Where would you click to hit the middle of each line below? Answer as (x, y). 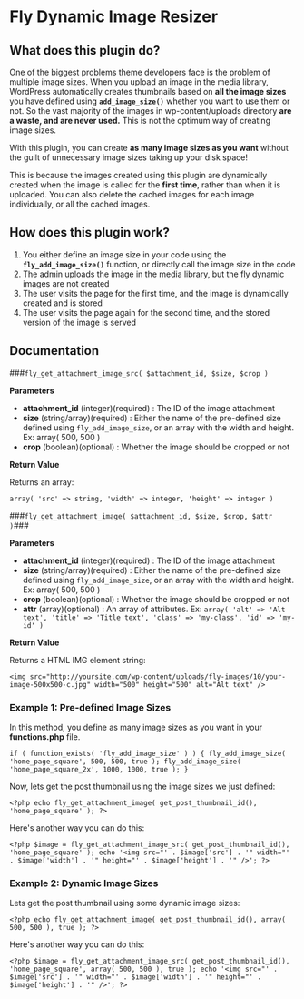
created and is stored (62, 303)
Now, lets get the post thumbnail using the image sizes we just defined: (142, 786)
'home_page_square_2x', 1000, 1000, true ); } (99, 769)
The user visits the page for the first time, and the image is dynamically (155, 293)
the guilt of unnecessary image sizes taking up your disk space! (128, 157)
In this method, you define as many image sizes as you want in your (136, 727)
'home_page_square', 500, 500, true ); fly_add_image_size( (126, 762)
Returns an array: (42, 482)
